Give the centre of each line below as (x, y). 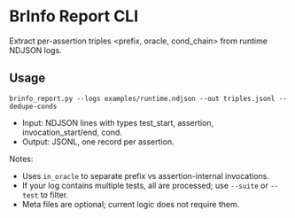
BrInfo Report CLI (74, 16)
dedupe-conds (33, 106)
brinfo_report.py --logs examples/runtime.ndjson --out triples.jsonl (142, 98)
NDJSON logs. (35, 50)
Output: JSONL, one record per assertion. (98, 141)
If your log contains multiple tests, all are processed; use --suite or (145, 185)
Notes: (21, 159)
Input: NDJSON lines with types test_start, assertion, (118, 122)
